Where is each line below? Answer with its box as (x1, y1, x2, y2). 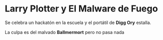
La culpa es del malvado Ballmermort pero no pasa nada (5, 29, 124, 35)
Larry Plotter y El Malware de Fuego (5, 3, 158, 14)
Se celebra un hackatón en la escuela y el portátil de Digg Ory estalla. (5, 19, 151, 25)
